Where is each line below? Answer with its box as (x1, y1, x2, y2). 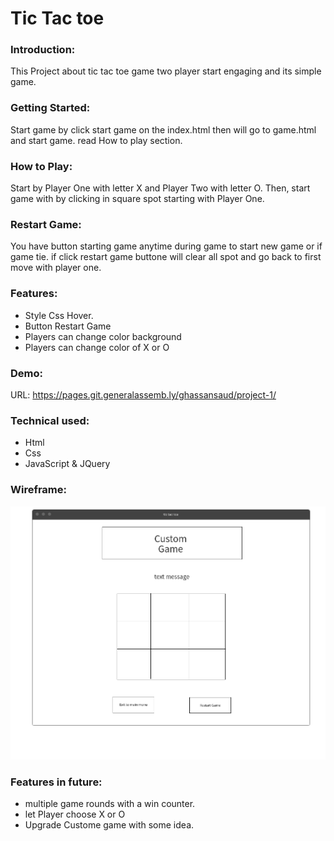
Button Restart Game (24, 320, 112, 332)
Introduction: (10, 43, 76, 57)
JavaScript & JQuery (24, 458, 111, 470)
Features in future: (10, 775, 103, 789)
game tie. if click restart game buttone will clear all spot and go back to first (10, 251, 322, 263)
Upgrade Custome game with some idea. (24, 819, 195, 831)
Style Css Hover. (24, 309, 94, 321)
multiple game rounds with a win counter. (24, 798, 196, 810)
